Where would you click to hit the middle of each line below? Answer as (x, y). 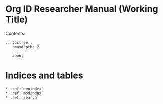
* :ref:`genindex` (24, 89)
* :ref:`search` (22, 97)
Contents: (15, 33)
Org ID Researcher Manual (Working (82, 9)
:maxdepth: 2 (25, 47)
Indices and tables (44, 75)
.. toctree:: (19, 43)
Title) (17, 20)
